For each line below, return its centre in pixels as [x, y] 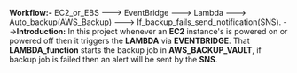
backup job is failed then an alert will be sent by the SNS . [113, 59]
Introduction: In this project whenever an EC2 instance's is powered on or [152, 31]
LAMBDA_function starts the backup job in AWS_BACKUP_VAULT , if [135, 50]
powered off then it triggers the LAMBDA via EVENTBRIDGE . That [129, 40]
